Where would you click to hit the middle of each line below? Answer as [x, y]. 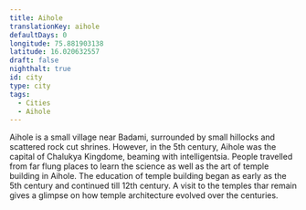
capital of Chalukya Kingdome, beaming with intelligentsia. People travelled [151, 157]
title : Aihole [37, 18]
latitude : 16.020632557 [55, 52]
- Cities [34, 103]
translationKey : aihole [55, 26]
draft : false [34, 60]
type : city [30, 86]
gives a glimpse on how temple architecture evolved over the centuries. [144, 195]
